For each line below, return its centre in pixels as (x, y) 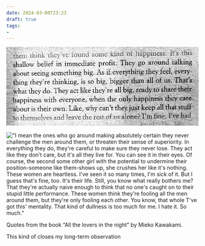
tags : (13, 26)
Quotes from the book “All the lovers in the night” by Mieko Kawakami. (95, 225)
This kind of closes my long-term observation (63, 236)
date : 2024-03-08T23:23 (37, 13)
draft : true (21, 19)
